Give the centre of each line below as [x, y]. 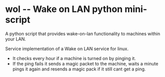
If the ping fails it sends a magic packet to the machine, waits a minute [85, 63]
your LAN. [16, 39]
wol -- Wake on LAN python [64, 9]
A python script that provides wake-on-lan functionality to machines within [83, 33]
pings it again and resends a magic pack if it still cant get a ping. [79, 69]
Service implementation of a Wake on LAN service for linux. [67, 48]
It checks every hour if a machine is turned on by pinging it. [74, 58]
